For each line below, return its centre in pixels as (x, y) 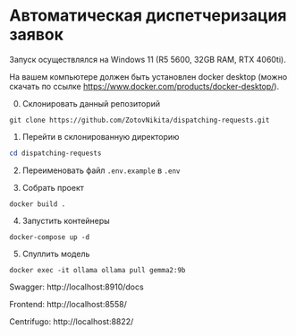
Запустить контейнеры (66, 220)
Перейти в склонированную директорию (101, 136)
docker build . (38, 204)
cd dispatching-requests (55, 153)
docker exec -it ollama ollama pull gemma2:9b (97, 270)
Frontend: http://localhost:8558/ (68, 304)
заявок (37, 34)
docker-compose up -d (50, 237)
